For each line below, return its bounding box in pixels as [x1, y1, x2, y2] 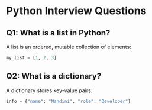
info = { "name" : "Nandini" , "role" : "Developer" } [6, 98, 131, 104]
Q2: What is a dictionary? [6, 71, 102, 81]
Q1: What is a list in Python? [6, 28, 111, 38]
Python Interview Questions [6, 4, 147, 18]
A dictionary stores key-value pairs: [6, 87, 93, 94]
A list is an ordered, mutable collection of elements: [6, 43, 131, 50]
